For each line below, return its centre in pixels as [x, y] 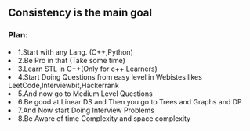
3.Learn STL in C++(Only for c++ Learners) [88, 69]
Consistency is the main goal [80, 13]
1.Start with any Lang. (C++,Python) [76, 52]
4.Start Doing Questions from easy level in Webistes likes [110, 76]
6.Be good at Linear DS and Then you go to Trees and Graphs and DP [130, 101]
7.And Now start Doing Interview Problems [87, 110]
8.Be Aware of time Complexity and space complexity [104, 118]
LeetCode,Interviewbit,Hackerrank [63, 85]
